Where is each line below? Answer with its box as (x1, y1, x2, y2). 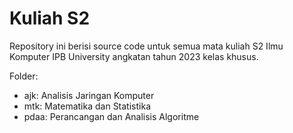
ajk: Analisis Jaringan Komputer (23, 89, 155, 101)
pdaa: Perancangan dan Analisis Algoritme (23, 110, 200, 122)
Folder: (9, 70, 39, 82)
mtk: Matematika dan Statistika (23, 100, 151, 112)
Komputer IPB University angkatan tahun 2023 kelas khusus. (9, 50, 259, 62)
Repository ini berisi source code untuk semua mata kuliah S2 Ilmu (9, 40, 284, 52)
